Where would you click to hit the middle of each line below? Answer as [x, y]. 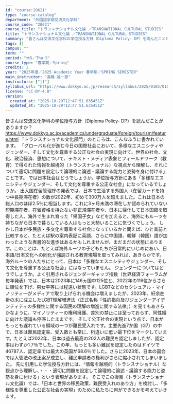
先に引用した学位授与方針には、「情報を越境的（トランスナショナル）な [91, 364]
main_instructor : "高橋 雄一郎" [38, 77]
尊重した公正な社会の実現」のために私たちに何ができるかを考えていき [93, 390]
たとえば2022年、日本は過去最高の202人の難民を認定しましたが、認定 [89, 338]
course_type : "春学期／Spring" [37, 63]
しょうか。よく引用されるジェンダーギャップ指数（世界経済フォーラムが [91, 274]
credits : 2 [17, 67]
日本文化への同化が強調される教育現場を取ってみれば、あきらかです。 [90, 255]
